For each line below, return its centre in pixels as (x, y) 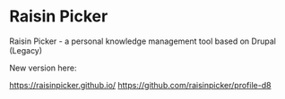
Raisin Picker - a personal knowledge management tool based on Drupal (142, 41)
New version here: (43, 68)
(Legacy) (26, 50)
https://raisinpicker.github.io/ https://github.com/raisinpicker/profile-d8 (140, 85)
